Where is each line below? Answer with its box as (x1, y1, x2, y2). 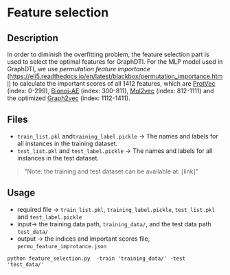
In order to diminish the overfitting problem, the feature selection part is (7, 50, 209, 58)
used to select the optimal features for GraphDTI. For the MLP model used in (7, 58, 223, 66)
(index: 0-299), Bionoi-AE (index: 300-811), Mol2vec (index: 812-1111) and (7, 87, 214, 95)
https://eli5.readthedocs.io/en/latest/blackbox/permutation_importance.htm (9, 72, 223, 80)
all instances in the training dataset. (16, 139, 118, 147)
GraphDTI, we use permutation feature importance (7, 65, 151, 73)
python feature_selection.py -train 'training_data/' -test (7, 255, 186, 262)
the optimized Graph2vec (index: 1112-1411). (7, 94, 130, 102)
